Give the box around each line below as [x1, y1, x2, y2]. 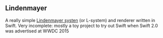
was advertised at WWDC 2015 [5, 27, 69, 34]
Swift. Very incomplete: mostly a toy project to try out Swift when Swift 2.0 [5, 22, 158, 28]
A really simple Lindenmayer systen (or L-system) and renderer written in [5, 17, 156, 23]
